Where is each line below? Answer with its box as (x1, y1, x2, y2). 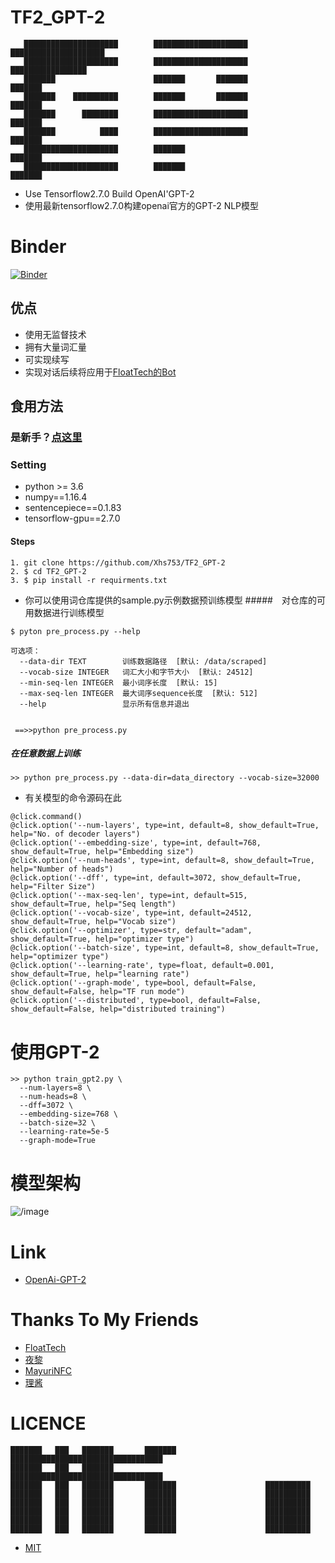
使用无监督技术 (24, 328, 87, 340)
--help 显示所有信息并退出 (19, 699, 190, 709)
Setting (10, 457, 47, 471)
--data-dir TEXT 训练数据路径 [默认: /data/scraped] (19, 656, 268, 666)
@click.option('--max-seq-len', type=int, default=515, (10, 891, 248, 901)
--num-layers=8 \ (19, 1083, 92, 1093)
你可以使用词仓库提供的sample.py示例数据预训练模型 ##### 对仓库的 (24, 594, 317, 606)
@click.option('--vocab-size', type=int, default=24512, (10, 908, 253, 918)
